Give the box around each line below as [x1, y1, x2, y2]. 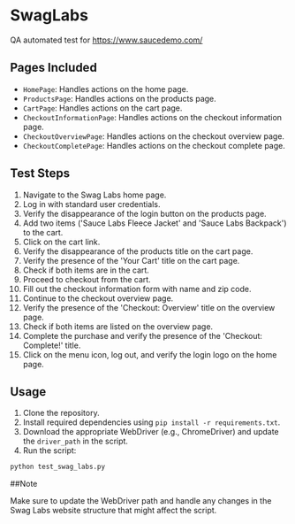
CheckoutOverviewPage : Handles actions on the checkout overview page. [22, 130, 285, 142]
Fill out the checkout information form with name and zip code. [22, 283, 252, 294]
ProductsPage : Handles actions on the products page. [22, 93, 217, 104]
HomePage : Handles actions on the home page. [22, 83, 189, 94]
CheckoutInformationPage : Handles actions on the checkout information [22, 112, 282, 122]
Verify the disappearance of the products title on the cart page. [22, 245, 253, 257]
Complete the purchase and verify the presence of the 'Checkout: [22, 330, 263, 341]
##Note [10, 479, 38, 489]
